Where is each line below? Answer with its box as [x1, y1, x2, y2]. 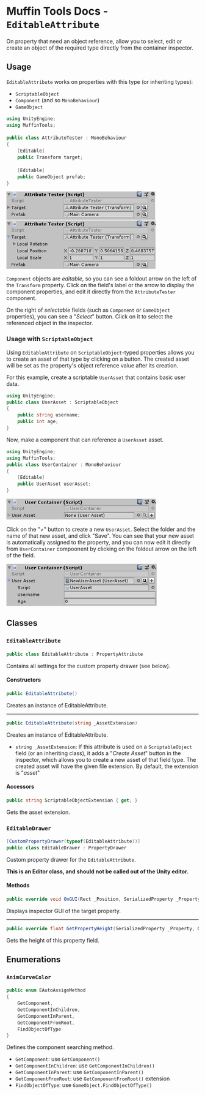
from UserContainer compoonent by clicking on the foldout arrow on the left [6, 545, 197, 552]
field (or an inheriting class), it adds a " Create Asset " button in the [15, 749, 181, 757]
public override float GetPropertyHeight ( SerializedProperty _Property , [6, 925, 195, 931]
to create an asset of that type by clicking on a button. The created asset [6, 355, 189, 363]
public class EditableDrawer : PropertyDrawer [6, 845, 127, 851]
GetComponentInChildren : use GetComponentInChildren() [15, 1062, 155, 1069]
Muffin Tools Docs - [6, 4, 109, 18]
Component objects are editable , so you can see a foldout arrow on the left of [6, 275, 197, 282]
